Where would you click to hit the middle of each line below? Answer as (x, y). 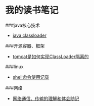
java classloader (30, 35)
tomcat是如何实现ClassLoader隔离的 (51, 57)
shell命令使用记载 (31, 77)
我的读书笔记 (32, 10)
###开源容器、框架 (25, 45)
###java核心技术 (23, 25)
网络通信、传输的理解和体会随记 (46, 98)
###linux (14, 67)
